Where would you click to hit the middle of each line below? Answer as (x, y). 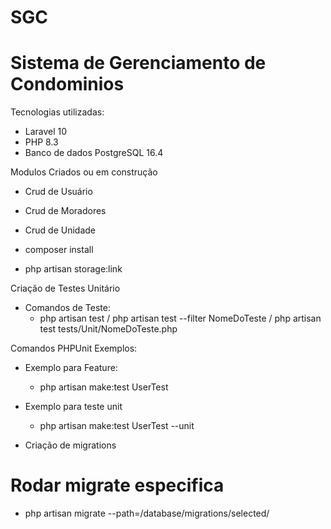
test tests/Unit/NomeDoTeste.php (108, 329)
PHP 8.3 (41, 142)
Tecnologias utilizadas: (57, 112)
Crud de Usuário (58, 192)
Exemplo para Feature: (71, 368)
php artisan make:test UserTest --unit (117, 426)
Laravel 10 (46, 132)
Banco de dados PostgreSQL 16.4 (94, 153)
